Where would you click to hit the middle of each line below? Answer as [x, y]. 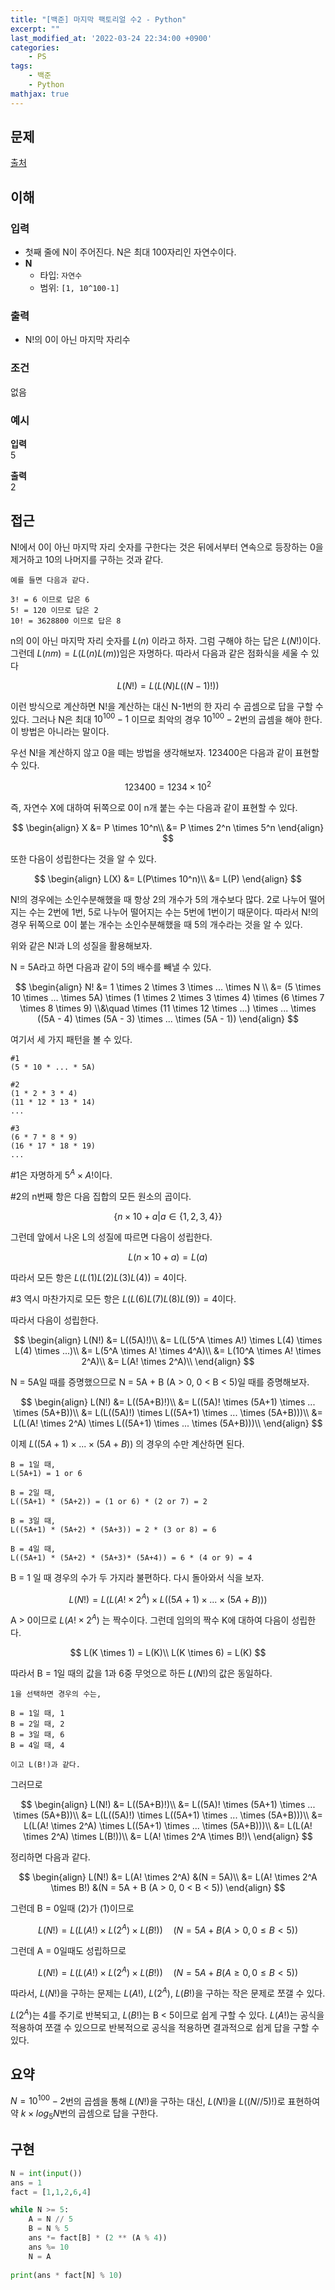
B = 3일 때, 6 [37, 1735]
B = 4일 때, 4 [37, 1746]
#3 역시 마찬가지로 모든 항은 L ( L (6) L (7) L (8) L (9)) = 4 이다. [123, 1298]
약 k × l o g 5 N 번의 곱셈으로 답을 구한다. [84, 2114]
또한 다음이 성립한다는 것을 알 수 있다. [83, 859]
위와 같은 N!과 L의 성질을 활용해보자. [81, 946]
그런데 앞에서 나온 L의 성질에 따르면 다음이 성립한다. [111, 1237]
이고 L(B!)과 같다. [45, 1765]
